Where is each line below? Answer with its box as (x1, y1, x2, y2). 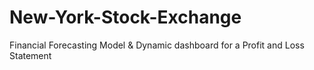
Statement (9, 49, 52, 61)
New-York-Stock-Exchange (9, 6, 242, 29)
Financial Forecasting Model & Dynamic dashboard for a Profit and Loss (9, 39, 305, 51)
